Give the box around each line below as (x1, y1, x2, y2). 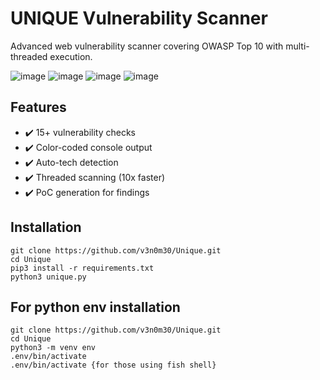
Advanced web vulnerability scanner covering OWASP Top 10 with (10, 40, 284, 52)
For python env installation (10, 298, 181, 316)
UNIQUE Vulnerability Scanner (10, 7, 268, 30)
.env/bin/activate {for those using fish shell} (10, 360, 217, 371)
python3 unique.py (10, 272, 87, 282)
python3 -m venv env (10, 343, 97, 353)
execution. (49, 50, 93, 62)
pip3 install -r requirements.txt (10, 263, 155, 273)
